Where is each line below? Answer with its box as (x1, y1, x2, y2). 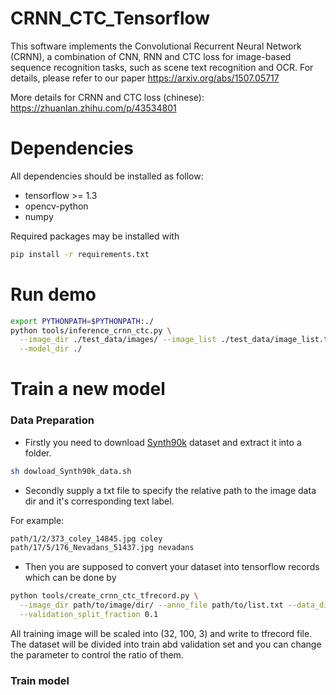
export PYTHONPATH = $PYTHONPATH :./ (10, 316, 155, 326)
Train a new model (10, 378, 166, 401)
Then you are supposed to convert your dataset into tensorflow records (24, 561, 320, 573)
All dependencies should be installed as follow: (10, 170, 204, 182)
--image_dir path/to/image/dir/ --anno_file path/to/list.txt (19, 600, 284, 611)
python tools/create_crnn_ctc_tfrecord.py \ (10, 591, 199, 601)
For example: (10, 514, 65, 526)
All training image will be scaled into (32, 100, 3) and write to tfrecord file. (10, 627, 313, 639)
